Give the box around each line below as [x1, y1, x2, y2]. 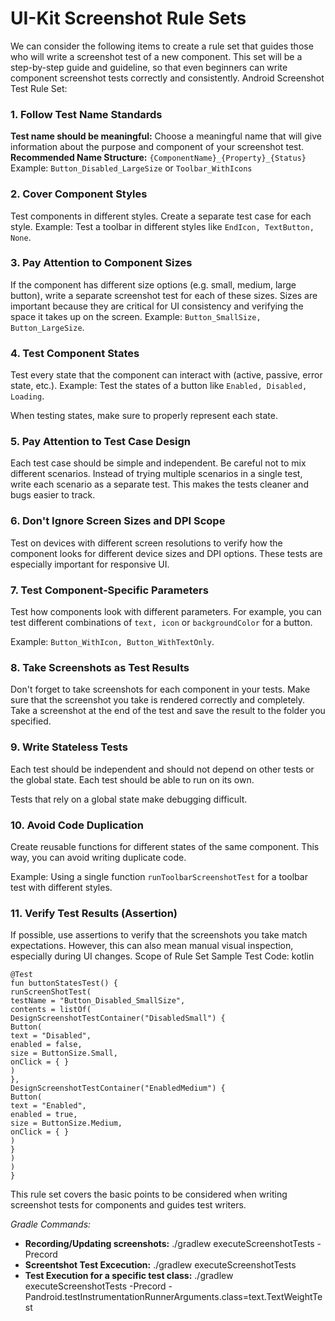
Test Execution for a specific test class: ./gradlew [24, 1270, 234, 1282]
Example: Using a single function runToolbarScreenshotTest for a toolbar [10, 870, 308, 882]
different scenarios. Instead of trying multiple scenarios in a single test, [10, 468, 303, 480]
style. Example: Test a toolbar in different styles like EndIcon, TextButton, [10, 220, 315, 232]
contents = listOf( [10, 1005, 92, 1015]
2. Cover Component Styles [10, 187, 148, 201]
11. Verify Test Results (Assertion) [10, 906, 178, 920]
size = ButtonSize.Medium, [10, 1118, 123, 1129]
